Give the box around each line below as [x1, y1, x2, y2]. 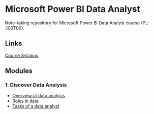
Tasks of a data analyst [12, 103, 60, 109]
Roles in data [12, 98, 39, 104]
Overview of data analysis [12, 93, 65, 99]
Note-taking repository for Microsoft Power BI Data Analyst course [5, 20, 140, 26]
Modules [5, 67, 33, 75]
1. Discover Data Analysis [5, 81, 67, 88]
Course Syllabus [5, 52, 38, 58]
